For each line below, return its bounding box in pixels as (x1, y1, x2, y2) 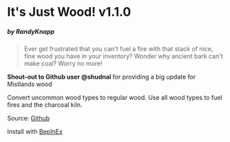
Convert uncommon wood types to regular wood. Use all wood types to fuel (7, 94, 222, 102)
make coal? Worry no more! (23, 59, 103, 68)
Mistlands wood (7, 80, 52, 88)
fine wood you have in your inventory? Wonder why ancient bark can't (23, 52, 224, 61)
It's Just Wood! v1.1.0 (7, 4, 132, 20)
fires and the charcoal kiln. (7, 101, 83, 109)
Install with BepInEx (7, 128, 63, 136)
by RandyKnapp (7, 27, 55, 35)
